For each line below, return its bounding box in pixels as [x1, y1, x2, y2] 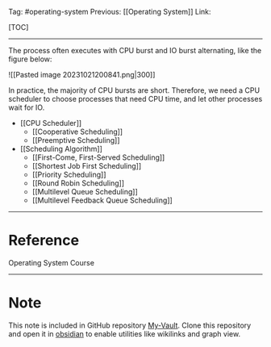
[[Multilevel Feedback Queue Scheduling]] [31, 195, 173, 205]
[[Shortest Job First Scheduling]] [31, 161, 142, 170]
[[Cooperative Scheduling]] [31, 127, 123, 136]
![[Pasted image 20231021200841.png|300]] [8, 70, 156, 79]
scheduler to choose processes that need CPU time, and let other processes [8, 94, 263, 103]
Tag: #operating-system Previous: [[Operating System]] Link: [8, 7, 211, 16]
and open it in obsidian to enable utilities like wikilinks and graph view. [8, 328, 240, 338]
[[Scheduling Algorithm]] [19, 144, 103, 153]
